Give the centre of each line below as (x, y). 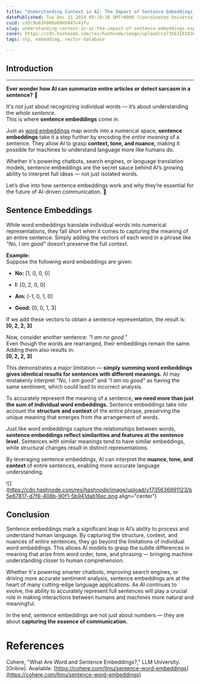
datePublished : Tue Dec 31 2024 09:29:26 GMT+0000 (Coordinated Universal (101, 17)
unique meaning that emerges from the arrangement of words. (83, 417)
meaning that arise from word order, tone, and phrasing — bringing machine (99, 554)
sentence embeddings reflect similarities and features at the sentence (95, 435)
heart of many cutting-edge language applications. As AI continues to (92, 585)
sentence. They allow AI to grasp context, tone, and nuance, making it (93, 143)
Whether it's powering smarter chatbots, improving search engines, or (92, 572)
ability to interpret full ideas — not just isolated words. (72, 174)
